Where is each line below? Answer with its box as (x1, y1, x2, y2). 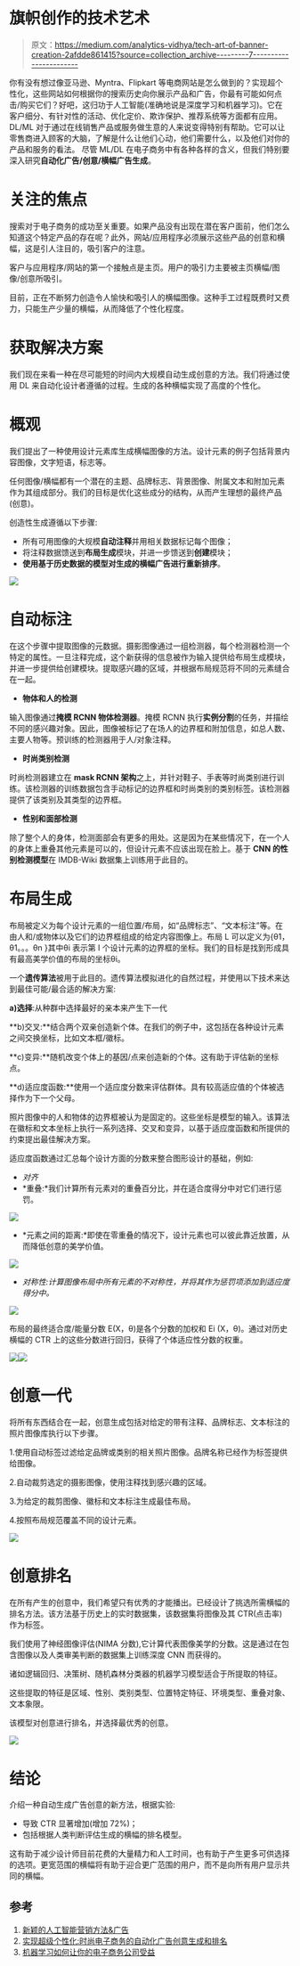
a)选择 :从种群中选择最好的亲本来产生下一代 (9, 1002, 167, 1013)
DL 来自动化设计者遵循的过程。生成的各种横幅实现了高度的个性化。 (19, 379, 265, 390)
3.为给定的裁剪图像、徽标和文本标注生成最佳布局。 (9, 1496, 196, 1506)
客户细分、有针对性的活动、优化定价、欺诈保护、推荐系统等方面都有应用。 (9, 110, 282, 121)
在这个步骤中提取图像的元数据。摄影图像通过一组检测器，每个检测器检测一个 (9, 640, 290, 651)
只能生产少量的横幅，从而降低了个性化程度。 (24, 303, 189, 314)
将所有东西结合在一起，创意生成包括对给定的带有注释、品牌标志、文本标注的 (9, 1416, 290, 1427)
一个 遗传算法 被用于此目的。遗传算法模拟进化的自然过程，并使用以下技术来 (9, 972, 282, 983)
